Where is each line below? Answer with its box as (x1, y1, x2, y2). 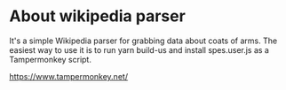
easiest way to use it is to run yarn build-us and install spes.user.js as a (9, 44, 269, 55)
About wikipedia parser (9, 6, 187, 26)
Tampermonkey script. (9, 54, 91, 64)
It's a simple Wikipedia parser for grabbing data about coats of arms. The (9, 35, 278, 46)
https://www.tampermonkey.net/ (9, 71, 129, 81)
